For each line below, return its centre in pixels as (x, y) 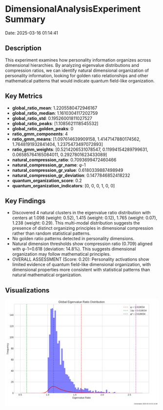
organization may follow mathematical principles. (61, 254)
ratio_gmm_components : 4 (40, 134)
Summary (25, 19)
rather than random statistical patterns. (51, 233)
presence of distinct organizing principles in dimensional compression (83, 228)
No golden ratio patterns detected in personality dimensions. (73, 239)
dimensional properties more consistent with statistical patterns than (81, 270)
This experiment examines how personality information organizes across (78, 60)
